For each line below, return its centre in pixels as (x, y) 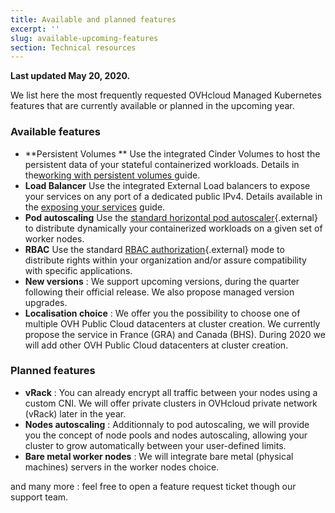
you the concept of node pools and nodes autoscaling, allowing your (166, 435)
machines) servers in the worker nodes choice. (122, 467)
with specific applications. (78, 270)
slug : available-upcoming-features (84, 38)
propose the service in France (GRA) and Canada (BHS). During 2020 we (175, 334)
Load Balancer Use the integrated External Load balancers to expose (167, 185)
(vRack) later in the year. (75, 413)
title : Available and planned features (93, 19)
